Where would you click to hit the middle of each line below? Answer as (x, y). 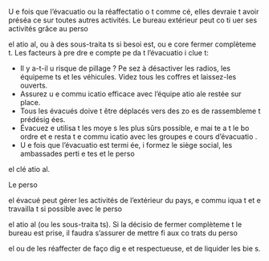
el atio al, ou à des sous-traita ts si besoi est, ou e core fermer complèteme (132, 44)
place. (30, 102)
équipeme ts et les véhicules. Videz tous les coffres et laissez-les (128, 77)
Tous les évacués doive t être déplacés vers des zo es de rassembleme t (140, 111)
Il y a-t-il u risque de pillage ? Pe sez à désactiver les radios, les (125, 68)
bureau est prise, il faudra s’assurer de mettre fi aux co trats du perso (123, 233)
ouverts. (34, 85)
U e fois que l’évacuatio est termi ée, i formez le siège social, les (126, 145)
